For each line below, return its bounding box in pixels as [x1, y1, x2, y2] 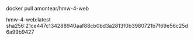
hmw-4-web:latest [6, 16, 51, 23]
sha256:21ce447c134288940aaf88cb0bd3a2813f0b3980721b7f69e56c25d [6, 23, 188, 29]
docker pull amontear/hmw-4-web [6, 5, 89, 12]
